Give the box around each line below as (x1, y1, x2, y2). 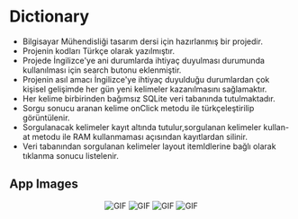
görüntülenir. (22, 112, 70, 123)
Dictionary (9, 6, 90, 27)
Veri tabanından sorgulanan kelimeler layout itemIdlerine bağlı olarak (22, 141, 276, 152)
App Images (9, 177, 78, 192)
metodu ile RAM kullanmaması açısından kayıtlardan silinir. (32, 131, 248, 142)
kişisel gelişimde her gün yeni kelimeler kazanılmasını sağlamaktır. (22, 83, 267, 94)
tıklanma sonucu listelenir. (22, 150, 120, 161)
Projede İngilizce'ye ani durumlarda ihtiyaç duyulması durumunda (22, 55, 266, 66)
